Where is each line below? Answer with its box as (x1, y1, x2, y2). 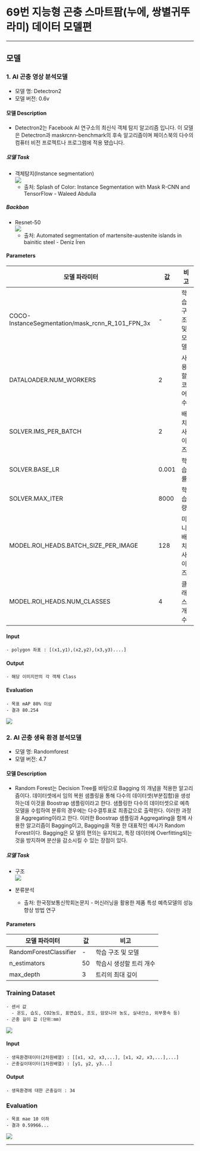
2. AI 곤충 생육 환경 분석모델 (6, 733, 82, 742)
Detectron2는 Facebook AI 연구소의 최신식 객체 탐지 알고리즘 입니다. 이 (14, 124, 183, 131)
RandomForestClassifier (9, 948, 76, 956)
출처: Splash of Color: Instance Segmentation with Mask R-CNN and (23, 183, 190, 190)
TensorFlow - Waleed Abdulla (23, 190, 96, 197)
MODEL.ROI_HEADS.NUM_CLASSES (9, 597, 111, 606)
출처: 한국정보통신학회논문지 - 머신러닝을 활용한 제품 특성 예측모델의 (23, 899, 183, 906)
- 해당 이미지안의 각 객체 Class (6, 674, 77, 680)
